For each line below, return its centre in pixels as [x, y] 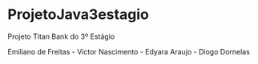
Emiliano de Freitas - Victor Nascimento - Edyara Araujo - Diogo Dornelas [129, 51]
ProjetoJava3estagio [78, 15]
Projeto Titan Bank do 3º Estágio [61, 36]
